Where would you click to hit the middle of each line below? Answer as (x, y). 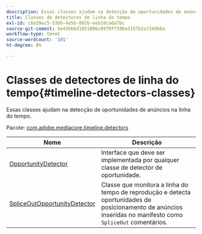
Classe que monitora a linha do (145, 185)
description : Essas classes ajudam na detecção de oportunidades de (94, 12)
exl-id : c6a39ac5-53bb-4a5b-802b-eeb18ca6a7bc (66, 23)
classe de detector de (132, 167)
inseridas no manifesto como (142, 215)
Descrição (147, 142)
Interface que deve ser (133, 152)
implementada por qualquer (140, 160)
